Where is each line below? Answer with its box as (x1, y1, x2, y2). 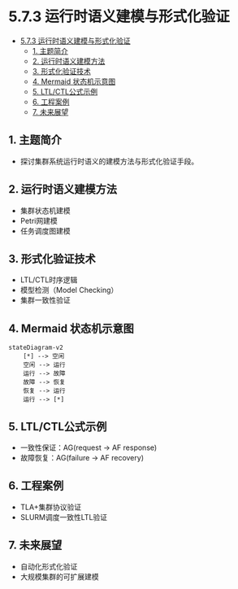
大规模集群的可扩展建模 (19, 571, 99, 582)
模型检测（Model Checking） (19, 286, 119, 295)
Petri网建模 (19, 216, 58, 225)
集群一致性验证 (19, 295, 71, 305)
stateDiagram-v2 (8, 343, 63, 352)
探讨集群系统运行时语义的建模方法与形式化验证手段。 (19, 156, 199, 166)
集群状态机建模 (19, 205, 71, 216)
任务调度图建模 (19, 225, 71, 236)
